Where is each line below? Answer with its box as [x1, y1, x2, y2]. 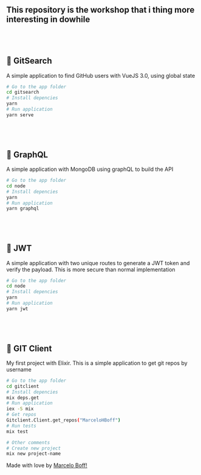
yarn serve [6, 112, 34, 118]
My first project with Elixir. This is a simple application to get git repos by [6, 359, 188, 367]
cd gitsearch [6, 89, 39, 95]
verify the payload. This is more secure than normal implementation [6, 266, 175, 273]
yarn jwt [6, 305, 29, 312]
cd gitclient [6, 383, 39, 389]
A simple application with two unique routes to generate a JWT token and [6, 259, 190, 266]
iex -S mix [6, 406, 34, 412]
